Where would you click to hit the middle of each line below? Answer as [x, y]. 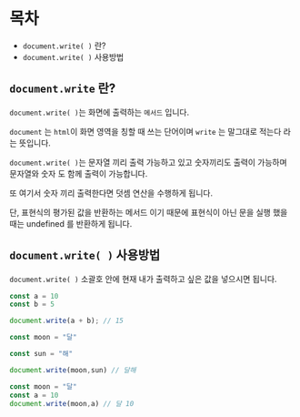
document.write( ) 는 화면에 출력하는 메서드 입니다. [100, 112]
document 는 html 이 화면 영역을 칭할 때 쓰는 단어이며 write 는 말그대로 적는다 [145, 131]
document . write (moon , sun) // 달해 [73, 370]
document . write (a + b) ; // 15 [67, 321]
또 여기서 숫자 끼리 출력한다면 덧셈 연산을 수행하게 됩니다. [111, 193]
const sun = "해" [41, 354]
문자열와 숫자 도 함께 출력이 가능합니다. [79, 173]
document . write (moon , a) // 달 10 [72, 403]
